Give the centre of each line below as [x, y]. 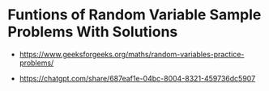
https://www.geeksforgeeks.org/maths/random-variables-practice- [132, 54]
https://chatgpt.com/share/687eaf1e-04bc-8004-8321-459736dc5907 [137, 78]
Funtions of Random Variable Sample [134, 15]
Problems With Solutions [93, 32]
